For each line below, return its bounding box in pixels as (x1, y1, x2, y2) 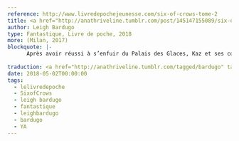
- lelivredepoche (14, 83, 65, 90)
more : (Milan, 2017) (7, 37, 69, 44)
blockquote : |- (7, 43, 53, 51)
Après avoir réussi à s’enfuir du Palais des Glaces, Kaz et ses (26, 51, 224, 58)
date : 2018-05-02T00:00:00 (7, 70, 87, 77)
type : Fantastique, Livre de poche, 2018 (7, 30, 132, 38)
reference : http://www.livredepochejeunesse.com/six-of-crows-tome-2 (7, 10, 218, 18)
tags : (7, 76, 23, 84)
